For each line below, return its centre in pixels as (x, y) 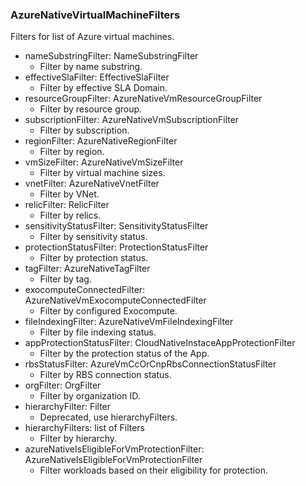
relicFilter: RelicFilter (67, 205)
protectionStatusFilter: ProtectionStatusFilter (116, 247)
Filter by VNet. (69, 194)
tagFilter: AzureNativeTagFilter (87, 269)
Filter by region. (72, 152)
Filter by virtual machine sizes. (102, 173)
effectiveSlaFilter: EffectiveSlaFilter (97, 77)
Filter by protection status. (94, 258)
